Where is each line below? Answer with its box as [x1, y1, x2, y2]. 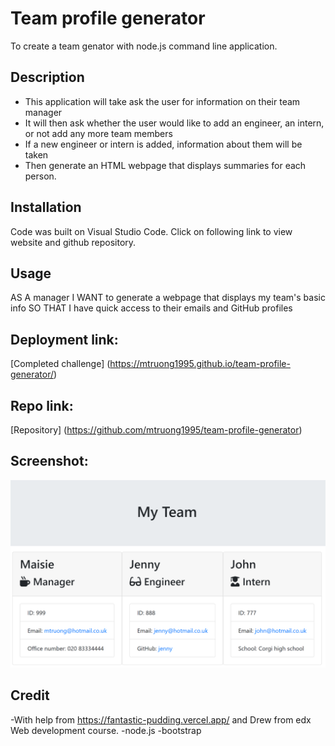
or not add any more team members [24, 127, 173, 139]
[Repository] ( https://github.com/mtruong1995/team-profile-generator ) [10, 424, 303, 436]
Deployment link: [10, 331, 119, 348]
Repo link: [10, 397, 74, 414]
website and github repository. [10, 236, 137, 248]
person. [24, 170, 57, 182]
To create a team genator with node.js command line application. [10, 40, 278, 52]
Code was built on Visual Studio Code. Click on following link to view [10, 225, 293, 237]
